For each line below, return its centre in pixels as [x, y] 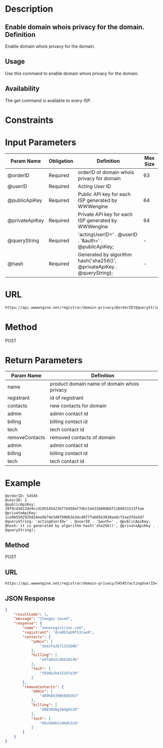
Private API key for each [105, 214]
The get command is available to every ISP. [48, 100]
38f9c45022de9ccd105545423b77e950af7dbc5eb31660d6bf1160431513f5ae [75, 509]
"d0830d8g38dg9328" [59, 709]
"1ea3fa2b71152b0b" [59, 646]
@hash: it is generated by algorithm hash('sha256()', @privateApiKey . [80, 526]
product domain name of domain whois [95, 384]
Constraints [29, 120]
